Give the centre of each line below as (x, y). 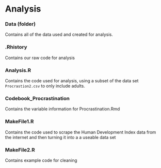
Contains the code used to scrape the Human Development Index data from (80, 132)
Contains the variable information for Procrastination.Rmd (63, 109)
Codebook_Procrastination (37, 99)
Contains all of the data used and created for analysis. (59, 34)
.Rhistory (16, 47)
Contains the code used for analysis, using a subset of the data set (72, 81)
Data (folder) (20, 24)
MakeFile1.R (19, 122)
